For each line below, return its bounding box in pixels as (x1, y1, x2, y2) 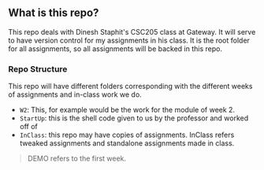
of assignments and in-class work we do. (8, 90, 142, 99)
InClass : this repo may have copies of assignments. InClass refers (19, 130, 235, 140)
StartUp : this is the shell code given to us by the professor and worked (19, 113, 249, 123)
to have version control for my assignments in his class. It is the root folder (8, 35, 251, 45)
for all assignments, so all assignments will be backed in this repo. (8, 43, 223, 54)
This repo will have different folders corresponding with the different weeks (8, 82, 253, 91)
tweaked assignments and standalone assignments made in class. (19, 139, 235, 148)
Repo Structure (8, 63, 68, 74)
